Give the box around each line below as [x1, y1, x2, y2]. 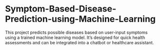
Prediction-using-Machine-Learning [5, 13, 156, 25]
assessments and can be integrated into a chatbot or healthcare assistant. [5, 39, 154, 45]
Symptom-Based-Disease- [5, 3, 117, 14]
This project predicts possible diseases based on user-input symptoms [5, 29, 148, 35]
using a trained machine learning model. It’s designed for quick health [5, 35, 145, 40]
